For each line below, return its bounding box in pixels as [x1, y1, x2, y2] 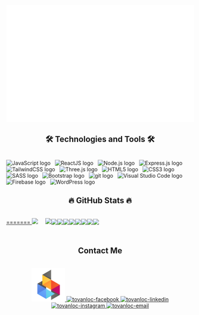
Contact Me [77, 245, 123, 256]
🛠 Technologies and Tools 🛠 [45, 134, 155, 144]
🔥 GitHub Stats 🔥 [68, 196, 132, 206]
